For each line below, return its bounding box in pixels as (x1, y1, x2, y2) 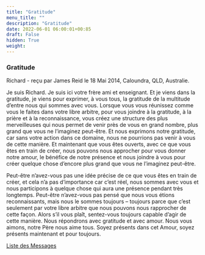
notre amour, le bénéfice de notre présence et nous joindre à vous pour (6, 154, 186, 161)
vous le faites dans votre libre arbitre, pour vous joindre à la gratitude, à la (6, 108, 192, 116)
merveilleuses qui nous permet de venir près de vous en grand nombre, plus (6, 121, 198, 129)
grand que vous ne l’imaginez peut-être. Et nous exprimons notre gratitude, (6, 127, 196, 135)
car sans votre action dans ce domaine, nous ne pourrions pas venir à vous (6, 134, 196, 142)
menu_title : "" (6, 15, 45, 21)
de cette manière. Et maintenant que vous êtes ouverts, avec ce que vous (6, 141, 191, 148)
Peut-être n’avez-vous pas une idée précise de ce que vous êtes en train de (6, 172, 197, 179)
